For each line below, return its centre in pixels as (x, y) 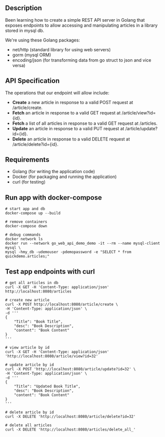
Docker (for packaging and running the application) (64, 177)
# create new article (27, 300)
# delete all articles (28, 425)
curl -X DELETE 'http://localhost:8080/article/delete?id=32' (70, 417)
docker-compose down (26, 226)
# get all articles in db (32, 283)
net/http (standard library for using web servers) (62, 49)
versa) (19, 65)
